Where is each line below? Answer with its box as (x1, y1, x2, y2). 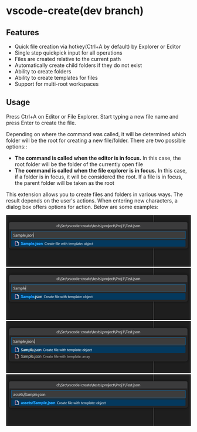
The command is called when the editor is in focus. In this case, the (14, 154, 181, 161)
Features (6, 28, 39, 38)
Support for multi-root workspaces (14, 80, 99, 87)
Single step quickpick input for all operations (14, 49, 123, 56)
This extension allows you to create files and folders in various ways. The (6, 191, 184, 198)
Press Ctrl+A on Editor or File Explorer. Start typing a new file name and (6, 113, 179, 120)
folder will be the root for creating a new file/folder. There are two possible (6, 137, 186, 144)
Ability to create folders (14, 68, 72, 75)
